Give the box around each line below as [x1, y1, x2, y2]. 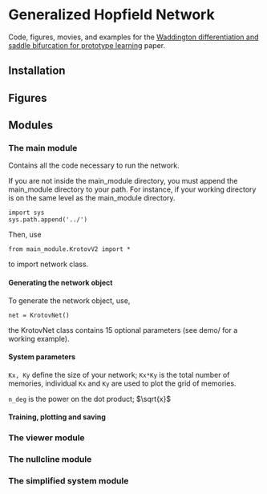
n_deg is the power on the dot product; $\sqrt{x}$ [8, 394, 171, 403]
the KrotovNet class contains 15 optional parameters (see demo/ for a [8, 325, 238, 334]
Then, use [8, 230, 42, 240]
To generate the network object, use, [8, 295, 131, 306]
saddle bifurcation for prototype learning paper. [8, 40, 166, 50]
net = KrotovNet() [8, 311, 70, 319]
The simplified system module [8, 476, 129, 487]
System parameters [8, 352, 76, 362]
